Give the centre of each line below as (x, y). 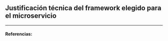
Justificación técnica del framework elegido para (83, 8)
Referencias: (19, 34)
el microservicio (31, 16)
